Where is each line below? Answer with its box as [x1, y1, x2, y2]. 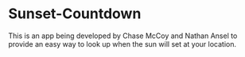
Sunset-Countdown [8, 5, 142, 23]
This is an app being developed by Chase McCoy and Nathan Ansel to [8, 31, 238, 40]
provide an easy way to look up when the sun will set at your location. [8, 39, 237, 48]
